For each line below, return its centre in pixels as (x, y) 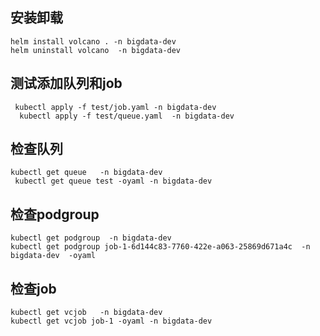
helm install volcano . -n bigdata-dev (93, 41)
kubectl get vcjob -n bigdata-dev (86, 313)
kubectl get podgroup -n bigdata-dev (91, 238)
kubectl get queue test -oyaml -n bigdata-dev (113, 181)
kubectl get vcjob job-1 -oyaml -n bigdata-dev (111, 321)
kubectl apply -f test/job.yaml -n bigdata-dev (115, 107)
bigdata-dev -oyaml (53, 256)
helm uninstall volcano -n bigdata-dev (96, 50)
